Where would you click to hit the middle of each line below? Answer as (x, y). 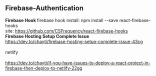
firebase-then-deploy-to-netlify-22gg (44, 68)
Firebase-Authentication (44, 8)
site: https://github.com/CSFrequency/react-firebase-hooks (67, 31)
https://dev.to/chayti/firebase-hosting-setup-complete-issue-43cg (74, 41)
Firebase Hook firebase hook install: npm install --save (62, 20)
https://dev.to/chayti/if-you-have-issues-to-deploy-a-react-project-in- (78, 62)
